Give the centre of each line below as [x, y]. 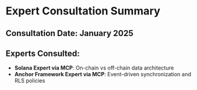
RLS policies [30, 81]
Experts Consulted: [43, 53]
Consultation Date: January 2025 [70, 33]
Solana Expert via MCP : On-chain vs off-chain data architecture [94, 68]
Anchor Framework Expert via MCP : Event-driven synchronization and [103, 74]
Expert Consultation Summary [83, 11]
